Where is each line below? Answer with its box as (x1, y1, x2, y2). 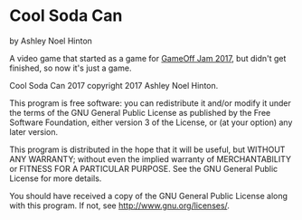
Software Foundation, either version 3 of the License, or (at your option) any (9, 117, 293, 128)
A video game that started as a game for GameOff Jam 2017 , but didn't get (9, 53, 287, 63)
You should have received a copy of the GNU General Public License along (9, 190, 288, 201)
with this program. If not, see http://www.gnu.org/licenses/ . (9, 200, 231, 211)
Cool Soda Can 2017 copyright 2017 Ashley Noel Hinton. (9, 80, 219, 91)
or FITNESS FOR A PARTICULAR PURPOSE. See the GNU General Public (9, 163, 278, 174)
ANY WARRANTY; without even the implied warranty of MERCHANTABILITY (9, 153, 292, 164)
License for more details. (9, 173, 102, 184)
